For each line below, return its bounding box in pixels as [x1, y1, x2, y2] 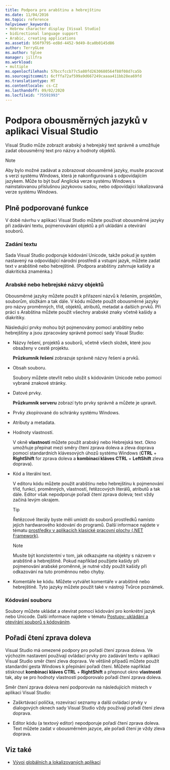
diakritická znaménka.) [5, 268, 53, 275]
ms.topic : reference [5, 17, 49, 22]
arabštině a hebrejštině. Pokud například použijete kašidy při [12, 558, 140, 564]
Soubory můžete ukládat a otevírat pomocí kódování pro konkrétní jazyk [5, 608, 156, 614]
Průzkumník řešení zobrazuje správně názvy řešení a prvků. [12, 355, 140, 361]
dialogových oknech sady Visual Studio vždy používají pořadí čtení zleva [12, 704, 165, 710]
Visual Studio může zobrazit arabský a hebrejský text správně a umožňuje [5, 142, 160, 148]
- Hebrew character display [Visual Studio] [5, 26, 101, 32]
